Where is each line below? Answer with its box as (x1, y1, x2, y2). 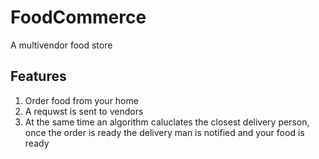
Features (10, 68, 67, 85)
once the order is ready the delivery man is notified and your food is (24, 126, 305, 138)
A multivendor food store (10, 39, 113, 51)
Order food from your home (24, 94, 139, 106)
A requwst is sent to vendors (24, 105, 144, 117)
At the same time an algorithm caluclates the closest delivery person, (24, 116, 310, 128)
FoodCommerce (10, 6, 147, 29)
